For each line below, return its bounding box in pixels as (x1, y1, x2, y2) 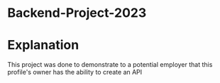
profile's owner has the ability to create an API (7, 68, 143, 77)
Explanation (7, 37, 79, 53)
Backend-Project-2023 (7, 5, 147, 21)
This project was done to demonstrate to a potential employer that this (7, 60, 213, 69)
